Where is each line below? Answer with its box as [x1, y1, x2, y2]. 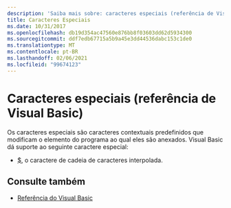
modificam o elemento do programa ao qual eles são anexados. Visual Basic [7, 135, 223, 143]
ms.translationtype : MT [7, 42, 76, 49]
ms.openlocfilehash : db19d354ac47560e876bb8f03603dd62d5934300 [7, 29, 192, 36]
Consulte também [7, 176, 86, 187]
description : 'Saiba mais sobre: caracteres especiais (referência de [7, 10, 214, 17]
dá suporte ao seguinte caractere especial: [7, 142, 129, 151]
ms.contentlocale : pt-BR [7, 49, 78, 56]
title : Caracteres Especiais [7, 16, 91, 23]
